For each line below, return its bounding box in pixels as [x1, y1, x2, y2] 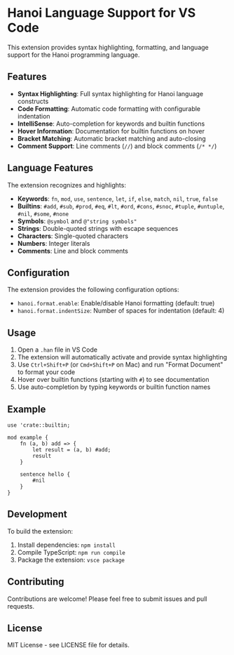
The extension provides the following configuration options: [7, 286, 180, 294]
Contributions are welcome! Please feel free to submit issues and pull [7, 595, 207, 603]
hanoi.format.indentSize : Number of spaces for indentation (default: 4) [17, 307, 225, 315]
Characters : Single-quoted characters [17, 232, 128, 240]
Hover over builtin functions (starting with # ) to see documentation [17, 376, 209, 384]
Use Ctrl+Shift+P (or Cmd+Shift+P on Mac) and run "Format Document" [17, 360, 223, 369]
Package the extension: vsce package [17, 555, 125, 564]
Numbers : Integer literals [17, 239, 90, 247]
